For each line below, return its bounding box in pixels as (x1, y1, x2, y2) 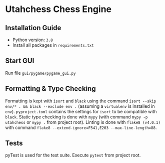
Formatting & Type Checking (5, 84, 96, 93)
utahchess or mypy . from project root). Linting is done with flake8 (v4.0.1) (5, 119, 161, 125)
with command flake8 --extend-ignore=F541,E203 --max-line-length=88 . (5, 124, 157, 130)
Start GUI (5, 57, 34, 65)
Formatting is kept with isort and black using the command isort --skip (5, 98, 156, 104)
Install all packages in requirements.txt (12, 42, 94, 48)
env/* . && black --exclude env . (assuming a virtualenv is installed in (5, 103, 155, 109)
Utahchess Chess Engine (5, 4, 111, 15)
